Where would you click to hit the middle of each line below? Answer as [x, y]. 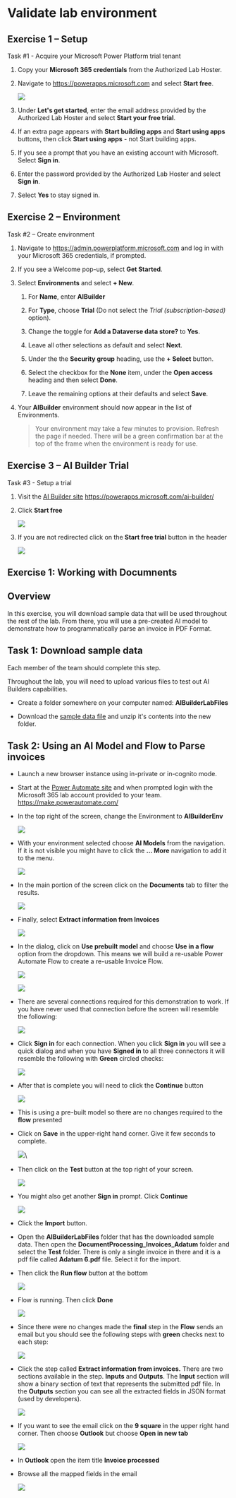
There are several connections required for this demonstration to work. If [123, 1001]
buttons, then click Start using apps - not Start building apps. [107, 139]
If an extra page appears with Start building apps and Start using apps [121, 131]
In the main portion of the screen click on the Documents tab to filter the [123, 885]
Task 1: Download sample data [75, 651]
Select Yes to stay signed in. [59, 195]
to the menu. [36, 858]
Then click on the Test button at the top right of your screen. [105, 1170]
